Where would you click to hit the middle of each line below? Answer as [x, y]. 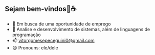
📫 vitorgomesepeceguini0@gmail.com [53, 40]
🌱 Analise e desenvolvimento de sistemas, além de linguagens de [81, 29]
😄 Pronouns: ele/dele [35, 47]
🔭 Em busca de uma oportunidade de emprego [61, 24]
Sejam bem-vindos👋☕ [41, 9]
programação [27, 35]
